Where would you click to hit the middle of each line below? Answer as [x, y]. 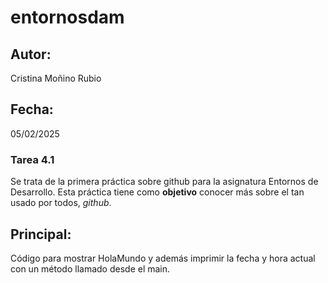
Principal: [41, 234]
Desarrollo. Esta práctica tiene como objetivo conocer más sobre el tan [157, 192]
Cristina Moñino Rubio [56, 78]
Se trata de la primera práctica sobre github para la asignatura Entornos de [164, 182]
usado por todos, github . [61, 203]
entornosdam [67, 17]
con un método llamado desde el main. [90, 268]
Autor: [31, 54]
